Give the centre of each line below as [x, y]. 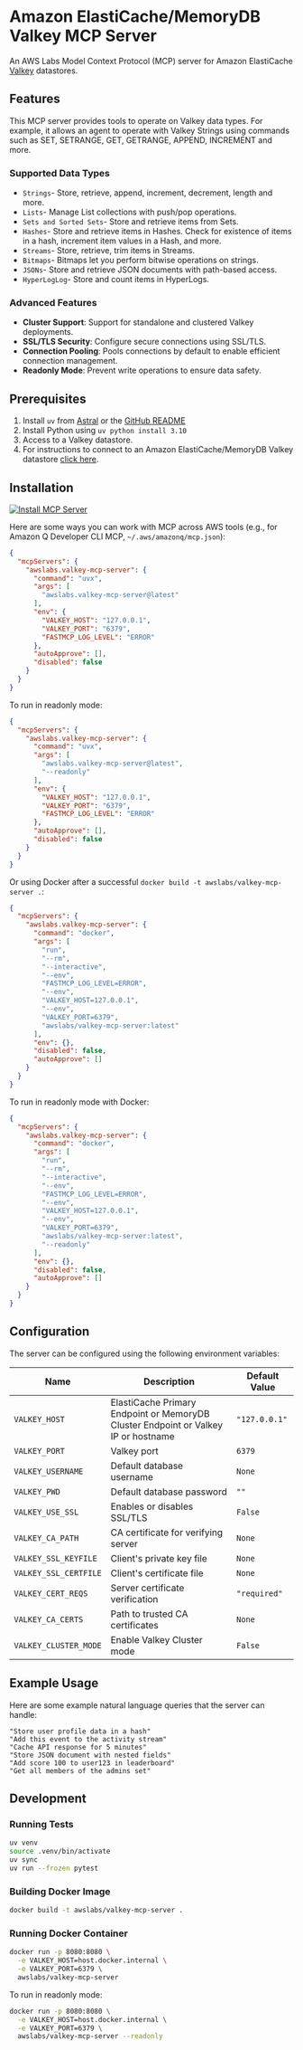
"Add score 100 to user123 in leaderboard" [92, 1763]
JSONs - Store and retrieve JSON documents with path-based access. [150, 270]
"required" [259, 1593]
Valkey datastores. [44, 71]
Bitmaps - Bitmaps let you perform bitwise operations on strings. [140, 261]
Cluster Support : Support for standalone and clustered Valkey [138, 322]
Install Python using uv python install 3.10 [105, 431]
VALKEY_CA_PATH [46, 1538]
